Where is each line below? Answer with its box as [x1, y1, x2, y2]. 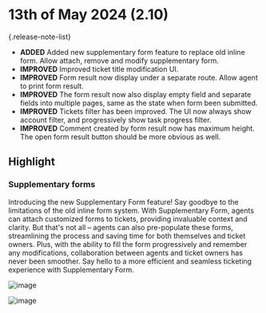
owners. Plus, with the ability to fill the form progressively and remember [8, 239, 248, 248]
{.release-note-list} [8, 32, 72, 41]
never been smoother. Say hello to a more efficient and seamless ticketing [8, 256, 252, 266]
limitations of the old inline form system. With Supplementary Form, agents [8, 205, 254, 215]
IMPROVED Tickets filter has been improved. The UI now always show [19, 106, 252, 116]
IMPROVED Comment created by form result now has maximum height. [19, 123, 256, 133]
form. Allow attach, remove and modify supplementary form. [19, 56, 220, 65]
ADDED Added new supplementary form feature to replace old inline [19, 47, 245, 57]
